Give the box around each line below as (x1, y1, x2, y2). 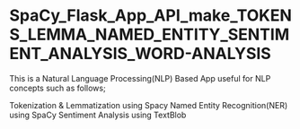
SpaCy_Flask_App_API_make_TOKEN (9, 5, 292, 26)
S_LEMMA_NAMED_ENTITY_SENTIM (9, 24, 290, 45)
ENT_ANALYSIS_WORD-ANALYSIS (9, 44, 271, 64)
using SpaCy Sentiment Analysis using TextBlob (9, 109, 187, 120)
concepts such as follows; (9, 82, 106, 93)
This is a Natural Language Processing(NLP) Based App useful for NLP (9, 73, 271, 83)
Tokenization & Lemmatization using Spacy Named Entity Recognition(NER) (9, 99, 288, 110)
